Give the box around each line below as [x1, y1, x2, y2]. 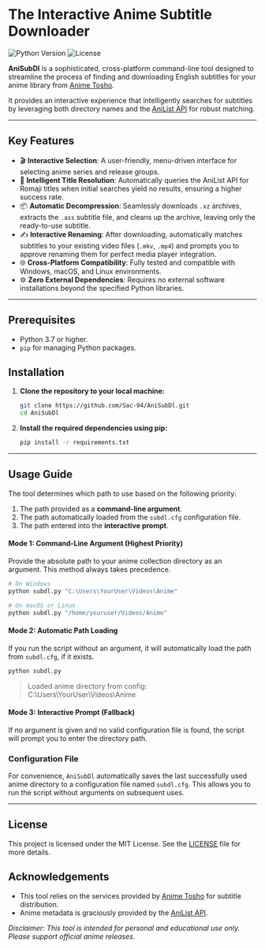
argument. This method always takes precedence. [8, 565, 171, 575]
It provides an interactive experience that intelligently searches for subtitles [8, 95, 253, 105]
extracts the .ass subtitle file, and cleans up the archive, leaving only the [19, 212, 256, 221]
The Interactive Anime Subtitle [8, 6, 213, 24]
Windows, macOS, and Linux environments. [19, 266, 162, 276]
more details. [8, 847, 51, 857]
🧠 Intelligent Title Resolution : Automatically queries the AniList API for [19, 175, 249, 184]
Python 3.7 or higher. [19, 334, 88, 344]
